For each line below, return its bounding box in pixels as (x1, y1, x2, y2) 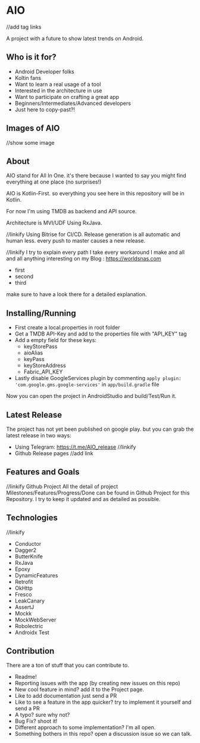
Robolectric (14, 622, 43, 629)
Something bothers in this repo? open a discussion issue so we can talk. (14, 730, 192, 738)
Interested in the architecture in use (14, 87, 102, 94)
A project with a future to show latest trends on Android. (6, 35, 144, 42)
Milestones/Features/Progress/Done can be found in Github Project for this (6, 489, 190, 496)
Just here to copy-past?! (14, 105, 76, 113)
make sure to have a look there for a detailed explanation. (6, 291, 147, 298)
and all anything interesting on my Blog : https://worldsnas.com (6, 255, 161, 262)
